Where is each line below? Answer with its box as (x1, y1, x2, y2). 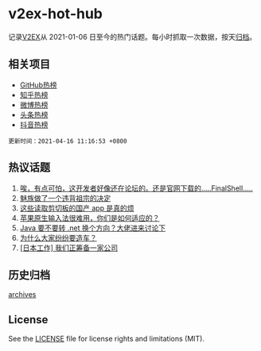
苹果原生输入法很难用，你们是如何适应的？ (19, 213, 160, 222)
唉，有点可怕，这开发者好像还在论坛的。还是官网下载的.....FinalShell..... (19, 183, 253, 193)
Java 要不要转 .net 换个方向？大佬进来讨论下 (19, 223, 166, 233)
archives (8, 290, 37, 299)
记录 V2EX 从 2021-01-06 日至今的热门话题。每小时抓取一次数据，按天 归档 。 (8, 32, 257, 41)
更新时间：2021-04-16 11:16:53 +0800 (8, 137, 127, 145)
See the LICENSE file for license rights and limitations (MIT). (8, 334, 205, 344)
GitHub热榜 (19, 80, 57, 90)
